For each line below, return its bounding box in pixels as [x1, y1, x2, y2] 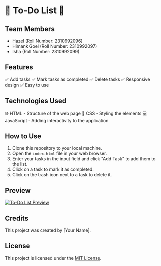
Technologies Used [5, 97, 66, 105]
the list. [12, 161, 28, 167]
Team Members [5, 25, 55, 33]
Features [5, 63, 33, 72]
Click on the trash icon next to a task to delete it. [12, 172, 112, 178]
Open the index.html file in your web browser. [12, 150, 107, 157]
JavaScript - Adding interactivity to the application [5, 117, 109, 123]
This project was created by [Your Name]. [5, 227, 91, 233]
